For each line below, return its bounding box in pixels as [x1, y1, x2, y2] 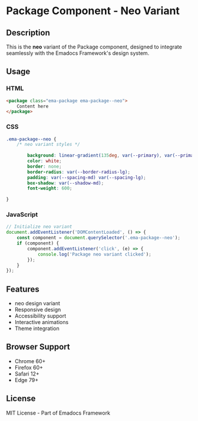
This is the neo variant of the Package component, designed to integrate [6, 43, 183, 50]
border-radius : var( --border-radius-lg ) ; [27, 169, 131, 175]
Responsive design [14, 306, 61, 314]
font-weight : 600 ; [27, 185, 72, 191]
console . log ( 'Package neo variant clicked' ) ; [37, 251, 151, 257]
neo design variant [14, 300, 61, 307]
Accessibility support [14, 312, 67, 319]
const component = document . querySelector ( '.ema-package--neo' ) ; [16, 235, 181, 241]
